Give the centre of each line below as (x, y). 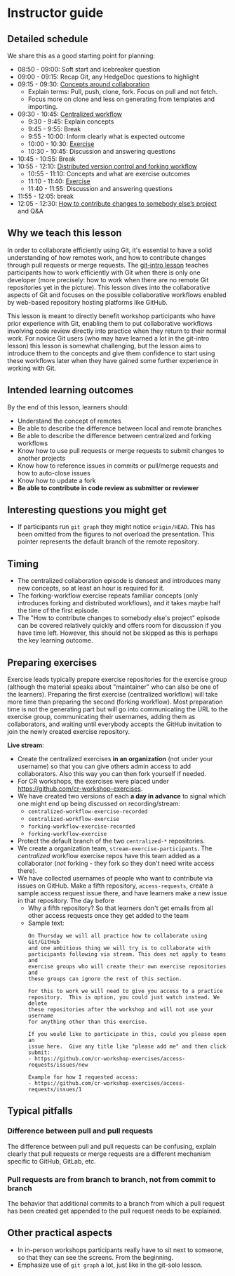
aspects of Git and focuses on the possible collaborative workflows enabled (117, 295)
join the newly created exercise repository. (69, 732)
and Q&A (30, 211)
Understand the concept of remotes (69, 421)
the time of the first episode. (58, 611)
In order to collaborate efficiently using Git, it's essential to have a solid (110, 250)
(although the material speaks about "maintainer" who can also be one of (113, 687)
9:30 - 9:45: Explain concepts (71, 121)
